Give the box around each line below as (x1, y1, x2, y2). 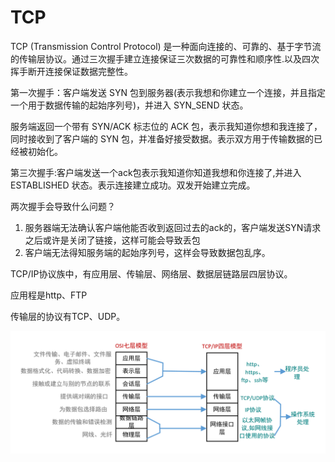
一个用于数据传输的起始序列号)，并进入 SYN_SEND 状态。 (10, 99, 249, 111)
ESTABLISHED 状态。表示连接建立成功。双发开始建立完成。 (10, 179, 256, 191)
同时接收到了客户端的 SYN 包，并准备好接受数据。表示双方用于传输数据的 (10, 132, 314, 145)
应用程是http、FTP (10, 289, 88, 301)
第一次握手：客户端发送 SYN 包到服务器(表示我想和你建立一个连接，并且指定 (10, 86, 327, 98)
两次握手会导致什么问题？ (10, 200, 116, 212)
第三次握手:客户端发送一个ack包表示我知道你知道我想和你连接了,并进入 (10, 166, 302, 178)
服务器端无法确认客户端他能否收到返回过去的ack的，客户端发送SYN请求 (24, 221, 322, 233)
